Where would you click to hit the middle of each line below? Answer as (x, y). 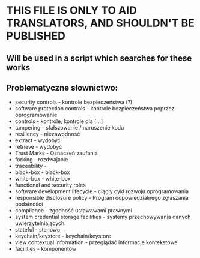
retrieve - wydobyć (38, 147)
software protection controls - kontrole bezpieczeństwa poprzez (95, 109)
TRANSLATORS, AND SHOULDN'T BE (101, 23)
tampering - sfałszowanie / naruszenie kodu (69, 128)
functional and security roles (50, 185)
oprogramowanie (36, 115)
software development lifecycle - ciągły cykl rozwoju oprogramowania (102, 191)
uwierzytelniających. (40, 223)
